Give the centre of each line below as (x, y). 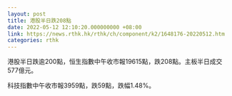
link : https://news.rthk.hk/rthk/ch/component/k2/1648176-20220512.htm (116, 34)
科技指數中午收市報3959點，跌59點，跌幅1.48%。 (81, 85)
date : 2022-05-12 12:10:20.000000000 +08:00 (75, 27)
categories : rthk (33, 41)
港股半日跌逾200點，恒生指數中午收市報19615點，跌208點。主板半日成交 (115, 62)
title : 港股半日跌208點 (39, 21)
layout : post (27, 14)
